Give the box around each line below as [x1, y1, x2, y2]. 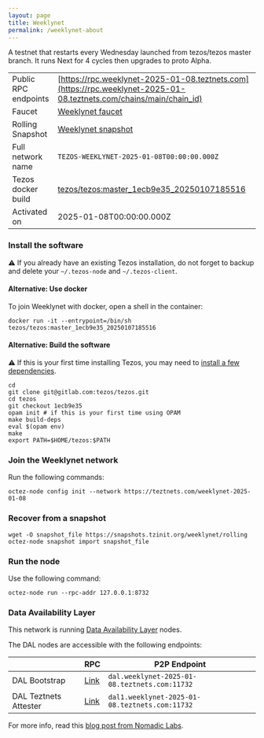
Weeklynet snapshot [57, 124, 134, 135]
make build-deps [8, 416, 61, 424]
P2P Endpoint [154, 659, 207, 670]
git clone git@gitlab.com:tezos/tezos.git [8, 389, 149, 397]
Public [12, 74, 35, 85]
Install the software [8, 240, 84, 251]
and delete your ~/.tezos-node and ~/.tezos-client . [8, 266, 178, 275]
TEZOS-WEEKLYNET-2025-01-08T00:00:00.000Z [57, 153, 219, 161]
